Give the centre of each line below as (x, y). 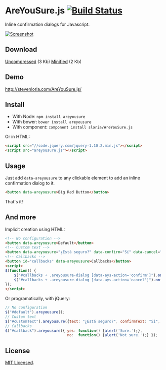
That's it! (14, 201)
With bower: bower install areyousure (52, 122)
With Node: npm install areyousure (49, 117)
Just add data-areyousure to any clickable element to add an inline (73, 178)
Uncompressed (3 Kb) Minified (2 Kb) (43, 62)
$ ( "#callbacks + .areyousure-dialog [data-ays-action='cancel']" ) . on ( (88, 280)
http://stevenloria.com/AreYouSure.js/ (43, 89)
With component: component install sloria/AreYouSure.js (72, 127)
